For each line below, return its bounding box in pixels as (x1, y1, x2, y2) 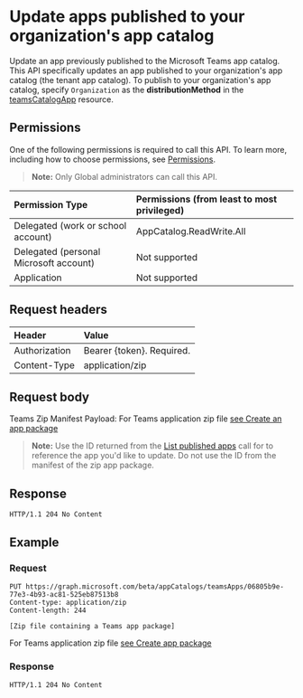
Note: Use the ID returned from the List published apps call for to (31, 440, 273, 451)
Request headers (9, 302, 108, 317)
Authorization (14, 344, 71, 356)
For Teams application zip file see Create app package (9, 637, 212, 648)
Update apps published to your (9, 6, 245, 27)
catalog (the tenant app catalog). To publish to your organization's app (9, 74, 271, 85)
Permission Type (14, 198, 88, 211)
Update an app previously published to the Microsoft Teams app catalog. (9, 55, 280, 66)
